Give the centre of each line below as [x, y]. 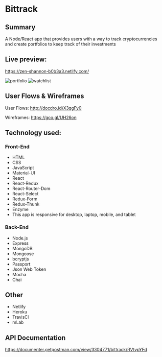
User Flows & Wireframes [45, 96]
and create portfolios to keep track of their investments [60, 44]
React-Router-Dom [31, 189]
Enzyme [20, 210]
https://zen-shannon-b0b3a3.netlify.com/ [47, 71]
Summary [20, 27]
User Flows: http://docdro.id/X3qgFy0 [43, 108]
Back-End [17, 227]
